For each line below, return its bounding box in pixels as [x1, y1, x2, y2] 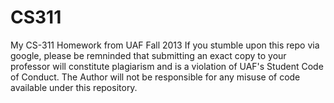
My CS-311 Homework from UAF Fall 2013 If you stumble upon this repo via [10, 39, 320, 51]
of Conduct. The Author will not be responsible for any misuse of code [10, 71, 301, 83]
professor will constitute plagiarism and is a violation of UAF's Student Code [10, 60, 324, 72]
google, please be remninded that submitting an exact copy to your [10, 49, 287, 61]
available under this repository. [10, 81, 138, 93]
